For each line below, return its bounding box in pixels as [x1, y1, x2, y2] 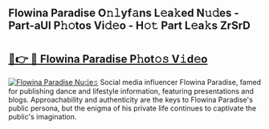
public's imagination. [8, 112, 77, 121]
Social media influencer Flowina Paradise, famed [100, 78, 262, 87]
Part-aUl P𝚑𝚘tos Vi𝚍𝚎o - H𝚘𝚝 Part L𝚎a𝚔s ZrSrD [8, 19, 251, 33]
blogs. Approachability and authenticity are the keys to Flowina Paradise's [8, 95, 253, 104]
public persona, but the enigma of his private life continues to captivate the [8, 103, 257, 113]
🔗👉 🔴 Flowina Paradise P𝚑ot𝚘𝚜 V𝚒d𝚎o [8, 52, 208, 66]
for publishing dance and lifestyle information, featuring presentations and [8, 87, 255, 95]
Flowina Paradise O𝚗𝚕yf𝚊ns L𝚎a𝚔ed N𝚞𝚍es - [8, 6, 239, 20]
